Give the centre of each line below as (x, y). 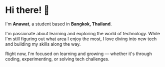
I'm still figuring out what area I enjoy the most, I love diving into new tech (81, 39)
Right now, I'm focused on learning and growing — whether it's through (79, 54)
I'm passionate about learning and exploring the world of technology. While (82, 33)
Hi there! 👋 (27, 10)
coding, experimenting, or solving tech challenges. (57, 59)
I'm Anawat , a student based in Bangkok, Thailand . (58, 24)
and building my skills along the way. (43, 44)
